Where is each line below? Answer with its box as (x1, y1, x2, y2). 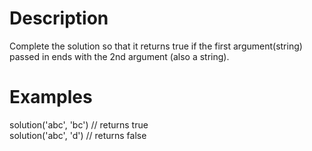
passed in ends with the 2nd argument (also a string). (9, 50, 230, 62)
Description (9, 7, 109, 30)
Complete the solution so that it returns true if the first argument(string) (9, 40, 303, 52)
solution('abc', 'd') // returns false (9, 129, 147, 141)
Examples (9, 86, 93, 109)
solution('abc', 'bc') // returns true (9, 118, 149, 131)
